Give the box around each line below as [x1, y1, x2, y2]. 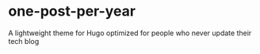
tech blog [8, 36, 40, 45]
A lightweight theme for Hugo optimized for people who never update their [8, 28, 252, 38]
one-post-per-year [8, 2, 136, 20]
